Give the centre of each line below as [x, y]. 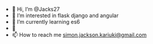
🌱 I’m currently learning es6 [46, 22]
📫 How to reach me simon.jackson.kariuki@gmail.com [79, 35]
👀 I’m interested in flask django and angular [65, 15]
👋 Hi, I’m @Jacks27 [36, 9]
